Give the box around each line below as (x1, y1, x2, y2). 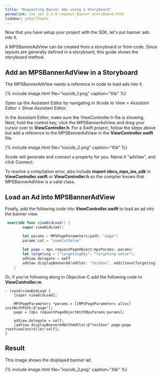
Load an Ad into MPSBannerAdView (5, 193, 115, 201)
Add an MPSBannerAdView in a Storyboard (5, 68, 138, 77)
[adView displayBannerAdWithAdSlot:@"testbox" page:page (14, 322, 131, 328)
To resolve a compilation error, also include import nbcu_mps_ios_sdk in (5, 168, 151, 175)
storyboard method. (5, 54, 45, 60)
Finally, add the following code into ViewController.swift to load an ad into (5, 206, 154, 212)
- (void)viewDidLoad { (5, 288, 51, 294)
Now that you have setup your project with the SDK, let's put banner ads (5, 30, 150, 35)
